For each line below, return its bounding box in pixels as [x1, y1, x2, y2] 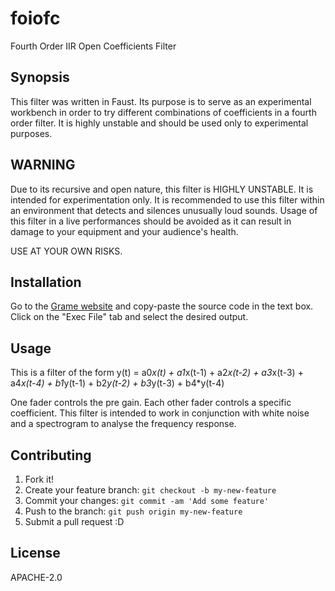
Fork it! [24, 473, 55, 485]
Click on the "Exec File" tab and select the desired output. [10, 311, 249, 323]
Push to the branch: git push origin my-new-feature [24, 505, 243, 517]
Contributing [10, 447, 92, 464]
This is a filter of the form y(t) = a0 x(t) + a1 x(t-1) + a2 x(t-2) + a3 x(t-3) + [10, 367, 304, 379]
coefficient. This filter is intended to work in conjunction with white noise [10, 407, 310, 419]
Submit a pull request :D [24, 516, 125, 527]
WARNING [10, 157, 76, 174]
